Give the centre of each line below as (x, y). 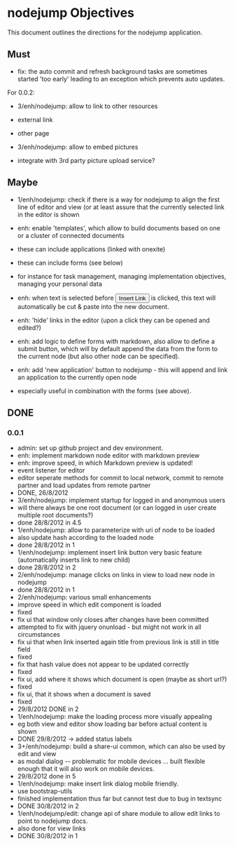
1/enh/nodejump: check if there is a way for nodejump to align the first (119, 199)
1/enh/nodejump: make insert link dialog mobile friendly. (98, 784)
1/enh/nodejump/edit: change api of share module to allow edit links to (119, 814)
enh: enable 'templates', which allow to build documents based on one (119, 228)
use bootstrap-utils (45, 791)
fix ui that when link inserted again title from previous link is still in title (118, 642)
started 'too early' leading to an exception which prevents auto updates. (121, 79)
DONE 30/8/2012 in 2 (48, 806)
